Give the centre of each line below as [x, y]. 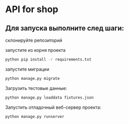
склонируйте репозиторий [34, 40]
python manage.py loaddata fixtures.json [50, 98]
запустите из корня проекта [35, 50]
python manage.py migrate [32, 78]
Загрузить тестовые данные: [36, 88]
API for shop [32, 9]
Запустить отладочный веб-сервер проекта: [53, 107]
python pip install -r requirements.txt [49, 59]
